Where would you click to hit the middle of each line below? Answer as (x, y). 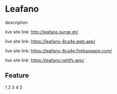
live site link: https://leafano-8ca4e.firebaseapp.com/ (58, 51)
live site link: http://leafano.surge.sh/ (42, 32)
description (17, 22)
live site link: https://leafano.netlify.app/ (45, 60)
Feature (17, 76)
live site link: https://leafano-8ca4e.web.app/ (50, 41)
